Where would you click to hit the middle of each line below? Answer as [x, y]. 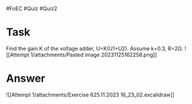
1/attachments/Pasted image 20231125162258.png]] [94, 55]
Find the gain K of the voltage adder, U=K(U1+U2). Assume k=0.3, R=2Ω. [95, 48]
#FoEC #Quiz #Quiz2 [32, 9]
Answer [26, 78]
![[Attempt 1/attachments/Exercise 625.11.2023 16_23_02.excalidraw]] [90, 95]
